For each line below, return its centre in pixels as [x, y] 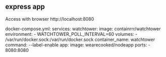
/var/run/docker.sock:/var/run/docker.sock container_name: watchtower [80, 39]
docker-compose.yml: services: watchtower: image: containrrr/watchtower [83, 29]
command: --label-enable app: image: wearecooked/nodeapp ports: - [78, 45]
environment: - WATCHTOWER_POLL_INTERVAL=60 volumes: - [71, 34]
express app [25, 7]
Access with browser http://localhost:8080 [50, 19]
